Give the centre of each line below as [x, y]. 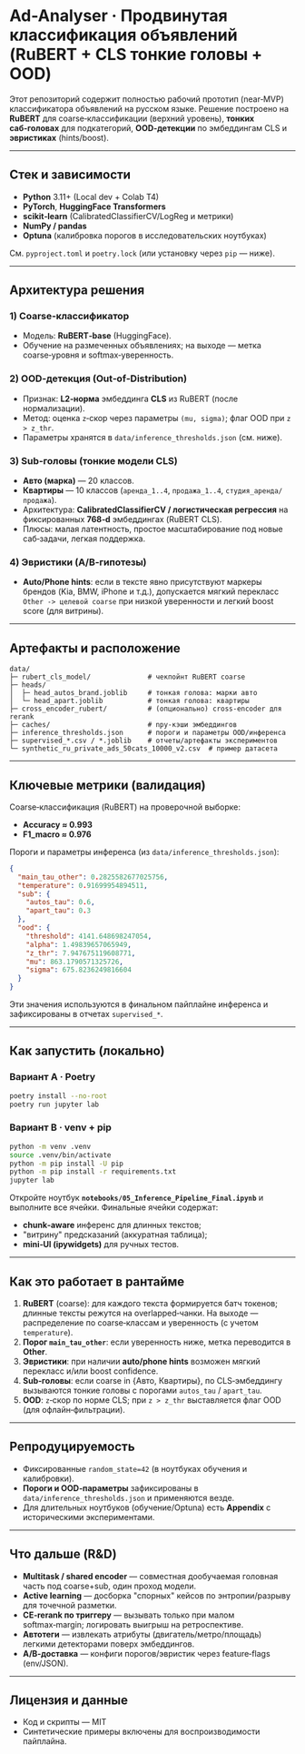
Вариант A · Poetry [53, 1077]
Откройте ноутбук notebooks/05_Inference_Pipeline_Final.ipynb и [137, 1198]
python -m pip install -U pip [67, 1164]
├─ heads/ [28, 685]
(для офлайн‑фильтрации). [74, 1410]
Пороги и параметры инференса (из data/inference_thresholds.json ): [144, 852]
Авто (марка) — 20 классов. [78, 481]
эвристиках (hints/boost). [59, 137]
